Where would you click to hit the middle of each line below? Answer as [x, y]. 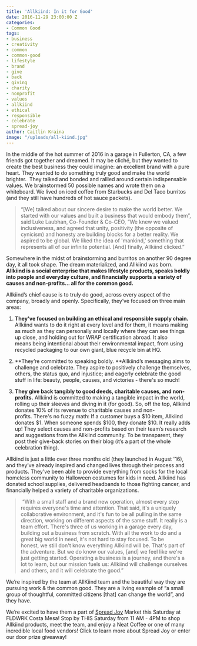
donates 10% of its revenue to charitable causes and [78, 410]
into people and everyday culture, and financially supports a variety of [94, 277]
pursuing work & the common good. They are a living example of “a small [95, 588]
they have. [19, 600]
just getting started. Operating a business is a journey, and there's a [103, 558]
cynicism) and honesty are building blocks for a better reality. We [99, 234]
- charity [18, 88]
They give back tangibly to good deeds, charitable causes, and [93, 391]
